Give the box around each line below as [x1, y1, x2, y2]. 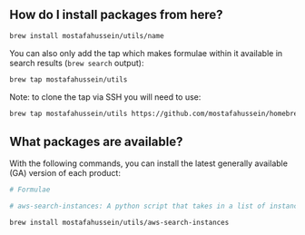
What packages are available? [9, 133, 183, 149]
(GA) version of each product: [9, 168, 121, 179]
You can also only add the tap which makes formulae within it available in [9, 47, 283, 58]
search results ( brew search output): [9, 57, 144, 68]
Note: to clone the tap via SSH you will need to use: [9, 91, 202, 103]
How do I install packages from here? [9, 7, 224, 23]
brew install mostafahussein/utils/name [9, 31, 165, 40]
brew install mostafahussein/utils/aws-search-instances [9, 218, 230, 227]
